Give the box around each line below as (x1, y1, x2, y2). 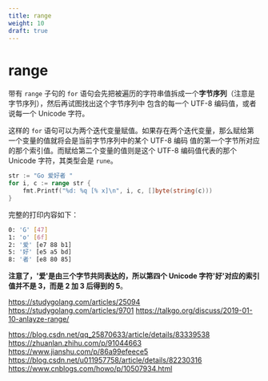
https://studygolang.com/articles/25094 (8, 298, 141, 307)
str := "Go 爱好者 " (8, 172, 74, 180)
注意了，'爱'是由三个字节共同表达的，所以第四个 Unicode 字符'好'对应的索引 (8, 271, 260, 281)
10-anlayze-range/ (8, 314, 70, 324)
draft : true (8, 26, 48, 34)
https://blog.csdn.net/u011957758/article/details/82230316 (8, 355, 202, 365)
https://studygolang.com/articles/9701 (8, 306, 134, 315)
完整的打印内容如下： (8, 209, 78, 219)
